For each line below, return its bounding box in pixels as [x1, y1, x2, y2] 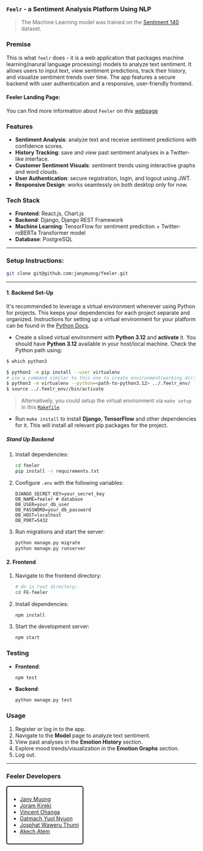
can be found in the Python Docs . [6, 322, 90, 329]
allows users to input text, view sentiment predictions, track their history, [6, 67, 187, 74]
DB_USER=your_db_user [14, 501, 69, 507]
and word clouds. [14, 169, 59, 176]
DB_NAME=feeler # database [14, 496, 83, 502]
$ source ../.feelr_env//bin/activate [6, 386, 104, 392]
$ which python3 [6, 358, 47, 364]
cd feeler [14, 462, 40, 469]
